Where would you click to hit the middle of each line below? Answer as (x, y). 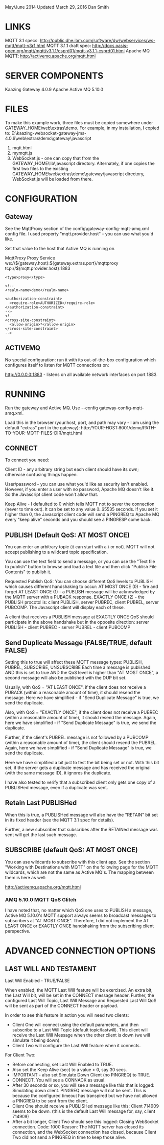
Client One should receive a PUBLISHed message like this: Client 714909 (85, 1106)
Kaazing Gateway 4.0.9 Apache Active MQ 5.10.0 (54, 89)
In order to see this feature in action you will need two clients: (67, 1015)
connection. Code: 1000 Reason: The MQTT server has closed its (78, 1127)
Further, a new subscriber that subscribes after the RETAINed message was (82, 829)
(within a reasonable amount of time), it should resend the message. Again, (81, 717)
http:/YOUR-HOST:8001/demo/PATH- (118, 427)
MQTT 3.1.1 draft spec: (69, 46)
